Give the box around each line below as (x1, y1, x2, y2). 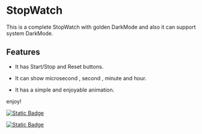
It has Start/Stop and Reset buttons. (14, 63, 104, 70)
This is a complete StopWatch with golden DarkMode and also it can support (6, 23, 196, 31)
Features (6, 47, 40, 57)
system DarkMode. (6, 29, 54, 36)
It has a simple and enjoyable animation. (14, 86, 115, 93)
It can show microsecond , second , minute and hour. (14, 74, 147, 81)
